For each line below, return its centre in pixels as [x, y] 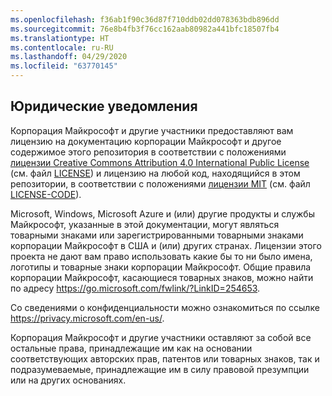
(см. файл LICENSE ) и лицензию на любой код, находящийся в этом [155, 173]
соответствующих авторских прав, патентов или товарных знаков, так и [165, 358]
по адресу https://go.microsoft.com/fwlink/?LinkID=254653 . [135, 288]
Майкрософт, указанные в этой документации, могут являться [145, 224]
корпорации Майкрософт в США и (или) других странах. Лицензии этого [166, 245]
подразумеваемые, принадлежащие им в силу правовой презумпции [160, 369]
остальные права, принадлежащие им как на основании [131, 348]
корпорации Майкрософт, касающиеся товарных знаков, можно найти [162, 277]
